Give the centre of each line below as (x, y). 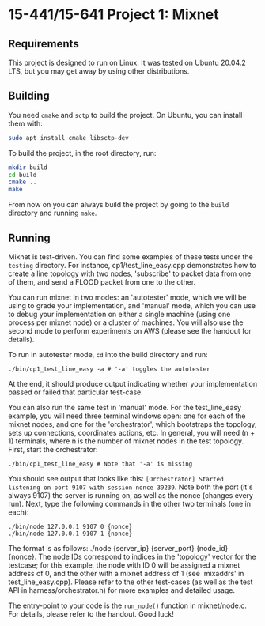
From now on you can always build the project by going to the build (119, 205)
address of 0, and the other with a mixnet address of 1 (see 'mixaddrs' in (126, 573)
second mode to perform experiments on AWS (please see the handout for (130, 331)
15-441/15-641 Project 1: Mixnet (114, 15)
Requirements (44, 44)
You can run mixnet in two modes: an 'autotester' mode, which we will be (127, 297)
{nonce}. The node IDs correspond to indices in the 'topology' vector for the (132, 556)
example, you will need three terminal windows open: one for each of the (127, 416)
